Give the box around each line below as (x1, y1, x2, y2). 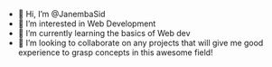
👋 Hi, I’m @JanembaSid (17, 9, 106, 19)
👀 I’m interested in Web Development (17, 18, 156, 29)
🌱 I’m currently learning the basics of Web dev (17, 28, 192, 38)
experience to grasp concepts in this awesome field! (17, 47, 214, 58)
